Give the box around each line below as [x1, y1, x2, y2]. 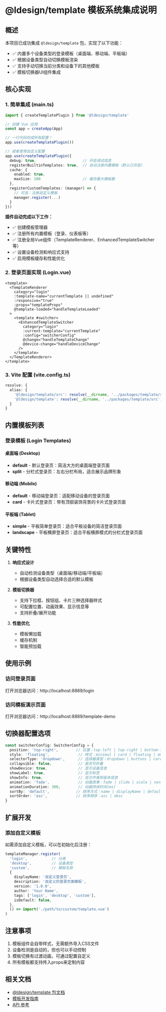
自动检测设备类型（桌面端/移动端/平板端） [19, 570, 105, 576]
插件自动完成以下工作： [5, 214, 53, 220]
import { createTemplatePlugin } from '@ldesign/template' [5, 113, 129, 118]
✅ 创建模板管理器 [12, 224, 48, 230]
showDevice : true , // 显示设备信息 [9, 766, 107, 771]
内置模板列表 [5, 421, 44, 430]
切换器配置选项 [5, 729, 51, 738]
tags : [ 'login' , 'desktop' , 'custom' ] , [14, 893, 96, 898]
